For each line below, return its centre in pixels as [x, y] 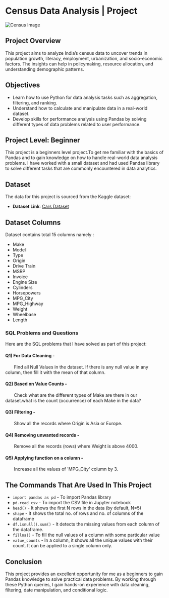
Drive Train [24, 266]
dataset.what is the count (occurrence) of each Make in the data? [73, 400]
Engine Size [25, 282]
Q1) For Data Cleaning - [30, 355]
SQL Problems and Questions [42, 333]
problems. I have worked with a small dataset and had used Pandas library [82, 163]
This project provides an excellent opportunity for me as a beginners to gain [84, 574]
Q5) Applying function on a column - [44, 458]
